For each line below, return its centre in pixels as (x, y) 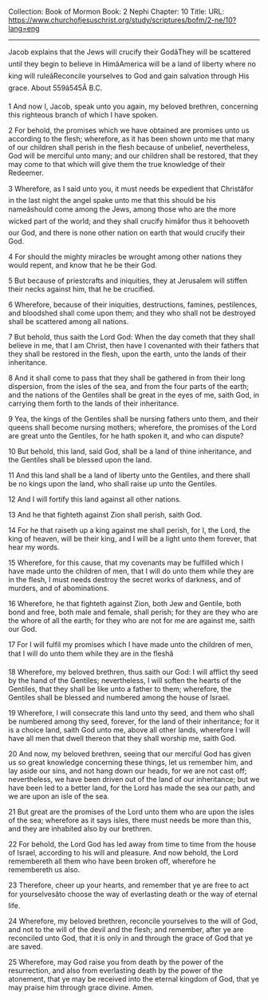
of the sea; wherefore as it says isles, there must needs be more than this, (130, 820)
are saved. (26, 946)
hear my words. (34, 547)
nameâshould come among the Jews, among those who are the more (122, 209)
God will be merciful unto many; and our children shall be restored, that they (133, 156)
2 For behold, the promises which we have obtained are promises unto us (129, 130)
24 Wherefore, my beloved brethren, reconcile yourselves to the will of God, (133, 921)
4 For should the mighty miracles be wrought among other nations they (125, 256)
